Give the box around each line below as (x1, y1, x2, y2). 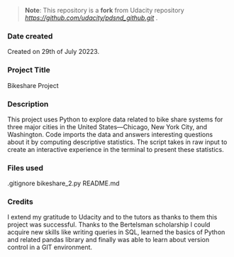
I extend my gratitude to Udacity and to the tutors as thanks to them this (7, 213, 218, 222)
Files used (7, 163, 44, 173)
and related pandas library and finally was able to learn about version (7, 236, 210, 244)
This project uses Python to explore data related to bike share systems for (7, 115, 223, 124)
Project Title (7, 65, 51, 75)
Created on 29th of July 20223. (7, 48, 100, 56)
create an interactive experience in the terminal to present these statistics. (7, 145, 225, 153)
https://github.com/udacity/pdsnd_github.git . (24, 13, 158, 22)
